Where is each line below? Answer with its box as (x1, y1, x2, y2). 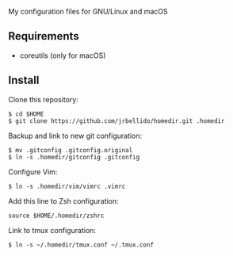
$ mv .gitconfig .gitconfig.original (8, 146, 133, 154)
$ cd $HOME (8, 110, 44, 118)
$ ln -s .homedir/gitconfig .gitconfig (8, 153, 140, 161)
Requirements (8, 29, 79, 43)
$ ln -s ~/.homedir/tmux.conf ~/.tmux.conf (8, 241, 155, 249)
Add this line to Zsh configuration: (8, 196, 119, 205)
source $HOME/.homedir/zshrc (8, 212, 105, 220)
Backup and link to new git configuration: (8, 131, 143, 140)
